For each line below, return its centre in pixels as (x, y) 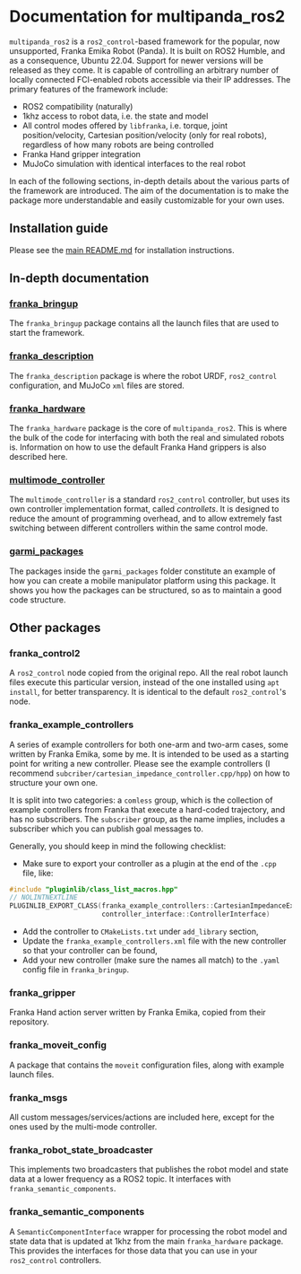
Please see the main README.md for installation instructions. (122, 250)
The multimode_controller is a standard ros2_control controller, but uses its (150, 499)
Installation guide (59, 228)
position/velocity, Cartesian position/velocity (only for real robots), (144, 135)
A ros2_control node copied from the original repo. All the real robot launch (149, 673)
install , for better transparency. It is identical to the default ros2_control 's (148, 692)
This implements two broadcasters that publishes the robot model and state (149, 1170)
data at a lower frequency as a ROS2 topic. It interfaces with (120, 1179)
